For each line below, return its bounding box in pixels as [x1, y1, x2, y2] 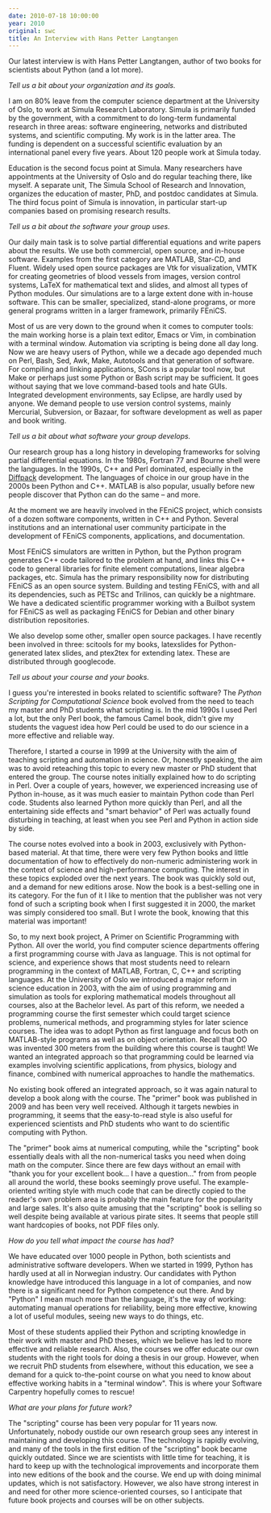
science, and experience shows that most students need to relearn [8, 957, 231, 968]
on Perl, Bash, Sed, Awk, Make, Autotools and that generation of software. [8, 356, 255, 365]
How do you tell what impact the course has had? [8, 1236, 174, 1246]
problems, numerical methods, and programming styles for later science [8, 1018, 248, 1027]
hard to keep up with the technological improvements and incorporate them [8, 1461, 260, 1471]
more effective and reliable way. [8, 731, 115, 740]
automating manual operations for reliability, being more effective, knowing [8, 1303, 257, 1313]
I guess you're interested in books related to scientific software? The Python [8, 688, 262, 698]
